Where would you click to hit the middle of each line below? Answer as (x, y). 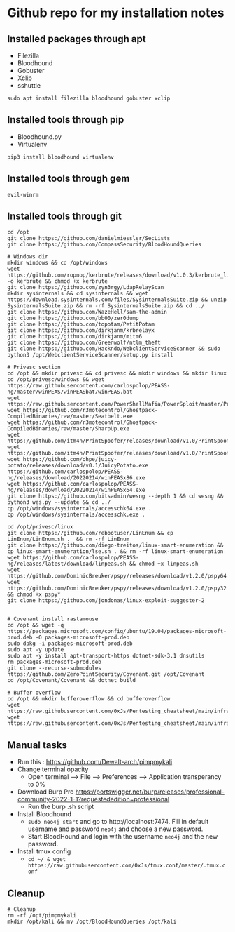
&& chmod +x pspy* (34, 594)
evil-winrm (23, 194)
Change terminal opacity (53, 769)
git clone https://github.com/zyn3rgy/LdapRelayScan (86, 288)
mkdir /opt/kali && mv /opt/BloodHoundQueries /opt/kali (92, 922)
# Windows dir (28, 257)
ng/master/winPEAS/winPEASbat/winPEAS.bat (70, 392)
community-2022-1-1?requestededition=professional (93, 799)
